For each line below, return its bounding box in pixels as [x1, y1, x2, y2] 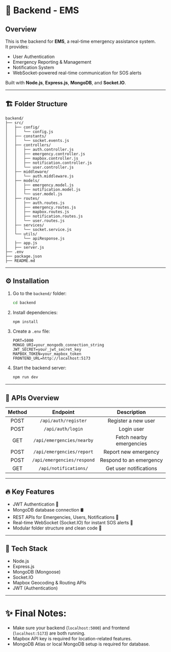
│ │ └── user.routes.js [5, 218, 65, 223]
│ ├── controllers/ [5, 142, 51, 147]
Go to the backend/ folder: [12, 290, 67, 297]
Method [8, 409, 27, 416]
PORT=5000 [12, 338, 34, 343]
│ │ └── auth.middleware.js [5, 173, 74, 179]
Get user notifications [105, 465, 157, 472]
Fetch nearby [115, 434, 148, 441]
